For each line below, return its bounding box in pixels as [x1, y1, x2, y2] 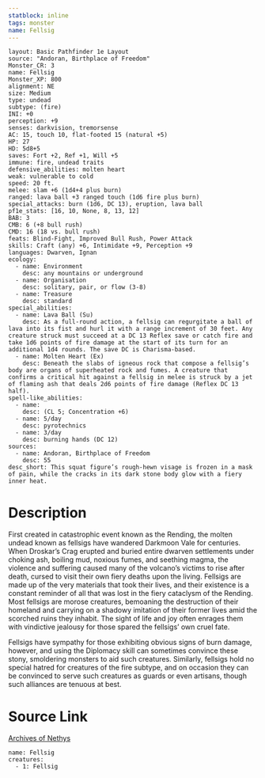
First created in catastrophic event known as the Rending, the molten [8, 529, 233, 539]
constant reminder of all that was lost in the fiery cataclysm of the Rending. [8, 589, 253, 598]
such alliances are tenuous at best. [8, 680, 122, 689]
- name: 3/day [15, 429, 62, 437]
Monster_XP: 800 [8, 76, 62, 84]
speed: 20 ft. [8, 180, 55, 188]
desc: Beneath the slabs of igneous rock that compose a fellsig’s [22, 359, 249, 368]
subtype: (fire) [8, 104, 62, 112]
